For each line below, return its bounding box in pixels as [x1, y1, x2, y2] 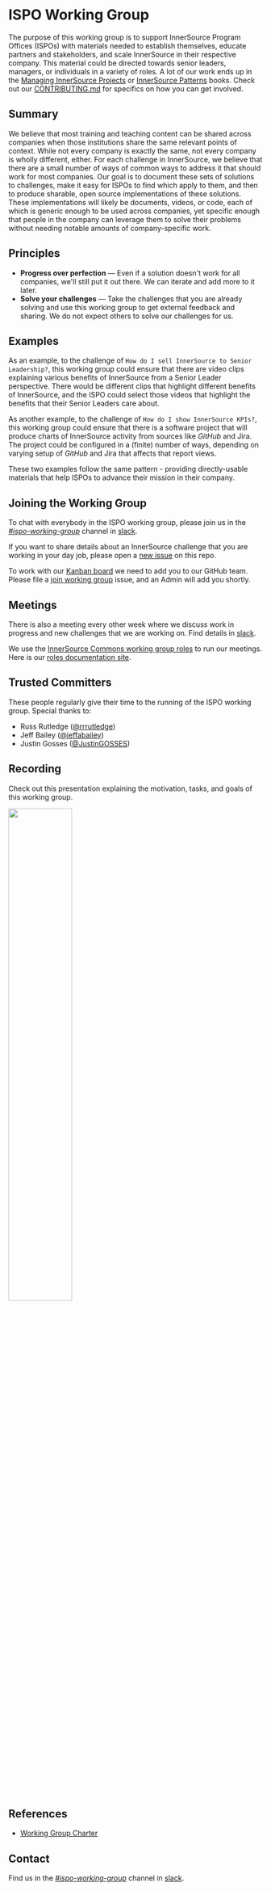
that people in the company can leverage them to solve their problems [8, 214, 242, 224]
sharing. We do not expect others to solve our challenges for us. [19, 311, 234, 321]
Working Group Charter [19, 1828, 98, 1838]
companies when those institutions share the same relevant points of [8, 137, 238, 147]
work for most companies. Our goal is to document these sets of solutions [8, 171, 255, 181]
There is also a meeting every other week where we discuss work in [8, 620, 235, 629]
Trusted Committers [8, 676, 112, 690]
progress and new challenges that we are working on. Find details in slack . [8, 628, 256, 637]
